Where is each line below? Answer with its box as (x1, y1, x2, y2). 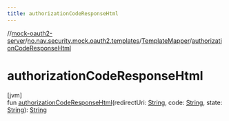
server (7, 36, 26, 45)
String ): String (7, 105, 47, 114)
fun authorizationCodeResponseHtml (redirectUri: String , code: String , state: (7, 98, 223, 106)
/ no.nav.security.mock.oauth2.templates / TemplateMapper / (25, 36, 192, 45)
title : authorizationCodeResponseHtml (7, 10, 119, 17)
